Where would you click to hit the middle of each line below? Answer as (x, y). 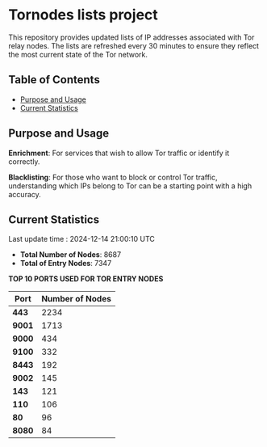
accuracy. (25, 194)
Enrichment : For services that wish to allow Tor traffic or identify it (119, 153)
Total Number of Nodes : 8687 (71, 255)
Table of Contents (54, 80)
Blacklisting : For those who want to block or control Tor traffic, (113, 177)
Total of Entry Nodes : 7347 (66, 264)
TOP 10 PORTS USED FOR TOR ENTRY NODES (86, 279)
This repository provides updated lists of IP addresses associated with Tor (131, 37)
